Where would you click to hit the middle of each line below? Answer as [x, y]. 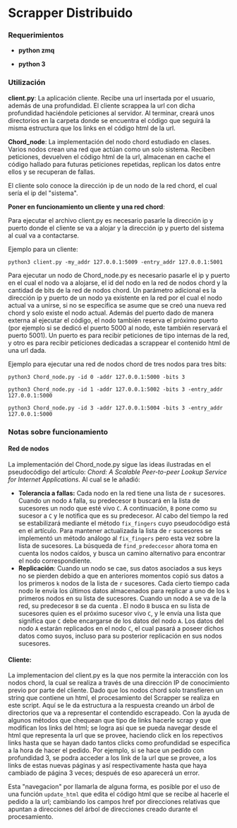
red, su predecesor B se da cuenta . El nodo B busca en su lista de [114, 605]
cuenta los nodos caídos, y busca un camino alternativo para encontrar [122, 553]
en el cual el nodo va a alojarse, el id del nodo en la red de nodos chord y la [118, 282]
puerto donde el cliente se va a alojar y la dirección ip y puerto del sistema [116, 228]
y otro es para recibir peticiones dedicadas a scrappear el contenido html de [119, 343]
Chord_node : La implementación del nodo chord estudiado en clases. [109, 141]
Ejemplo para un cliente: [43, 249]
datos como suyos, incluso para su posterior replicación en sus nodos [120, 636]
